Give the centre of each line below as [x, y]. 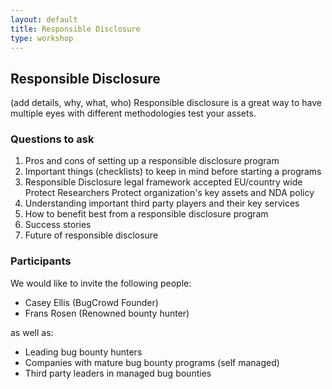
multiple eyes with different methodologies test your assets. [133, 113]
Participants [41, 261]
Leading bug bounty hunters [83, 352]
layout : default [44, 19]
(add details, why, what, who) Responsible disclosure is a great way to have [166, 103]
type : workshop [42, 38]
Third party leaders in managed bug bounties [118, 373]
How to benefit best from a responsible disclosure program [146, 214]
